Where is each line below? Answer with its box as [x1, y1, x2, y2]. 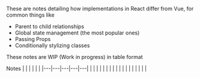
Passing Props [14, 36, 51, 42]
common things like [6, 11, 55, 18]
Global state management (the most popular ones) [14, 29, 140, 36]
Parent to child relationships [14, 23, 85, 30]
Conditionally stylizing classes [14, 42, 90, 49]
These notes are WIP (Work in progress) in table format [6, 54, 143, 60]
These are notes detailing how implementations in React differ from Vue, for [6, 5, 194, 12]
